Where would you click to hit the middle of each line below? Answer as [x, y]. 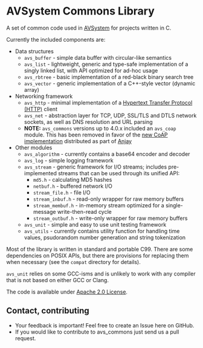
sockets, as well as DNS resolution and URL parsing [88, 121]
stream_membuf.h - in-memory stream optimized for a [98, 205]
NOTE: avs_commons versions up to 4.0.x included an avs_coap [100, 128]
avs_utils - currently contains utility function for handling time [102, 231]
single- [174, 205]
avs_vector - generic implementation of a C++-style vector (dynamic [110, 83]
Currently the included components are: [56, 39]
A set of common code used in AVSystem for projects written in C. [89, 28]
